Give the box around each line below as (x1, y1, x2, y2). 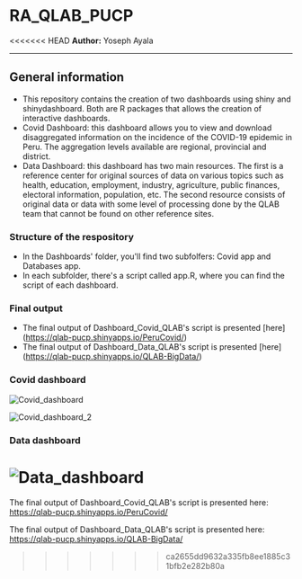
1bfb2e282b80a (165, 560, 225, 571)
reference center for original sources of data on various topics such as (22, 170, 285, 181)
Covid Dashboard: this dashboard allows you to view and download (22, 122, 272, 133)
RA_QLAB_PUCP (9, 5, 134, 26)
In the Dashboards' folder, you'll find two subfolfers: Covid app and (22, 251, 271, 262)
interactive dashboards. (22, 112, 111, 123)
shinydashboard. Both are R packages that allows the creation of (22, 102, 262, 113)
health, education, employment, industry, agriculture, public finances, (22, 179, 280, 190)
